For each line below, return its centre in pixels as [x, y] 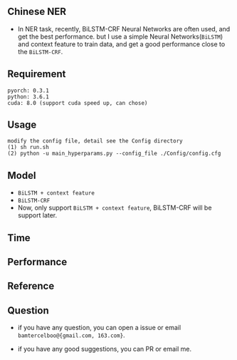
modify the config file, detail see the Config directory [95, 141]
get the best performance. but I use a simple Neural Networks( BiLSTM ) [120, 36]
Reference [31, 286]
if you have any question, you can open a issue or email [99, 328]
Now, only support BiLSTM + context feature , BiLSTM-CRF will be [115, 208]
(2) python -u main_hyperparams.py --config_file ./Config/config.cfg [114, 154]
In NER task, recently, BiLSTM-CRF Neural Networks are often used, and [124, 29]
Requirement [37, 74]
